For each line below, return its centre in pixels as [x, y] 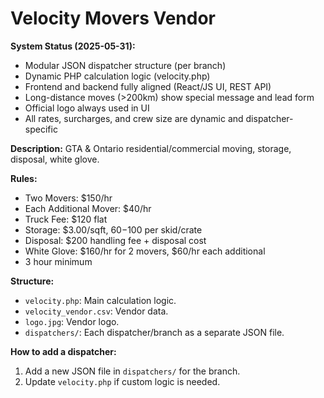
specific [41, 129]
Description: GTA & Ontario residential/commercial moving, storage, [151, 148]
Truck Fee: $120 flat [66, 219]
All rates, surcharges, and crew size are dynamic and [134, 118]
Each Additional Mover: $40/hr [88, 208]
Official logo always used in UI [87, 108]
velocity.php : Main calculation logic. [100, 300]
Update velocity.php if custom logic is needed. [122, 381]
